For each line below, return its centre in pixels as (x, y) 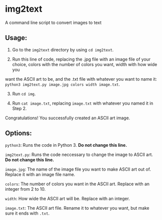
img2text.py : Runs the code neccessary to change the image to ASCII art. (79, 154)
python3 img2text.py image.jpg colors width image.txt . (63, 84)
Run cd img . (24, 93)
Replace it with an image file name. (40, 174)
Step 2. (19, 108)
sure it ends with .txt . (27, 213)
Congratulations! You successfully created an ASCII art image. (68, 118)
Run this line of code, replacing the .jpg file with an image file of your (81, 59)
